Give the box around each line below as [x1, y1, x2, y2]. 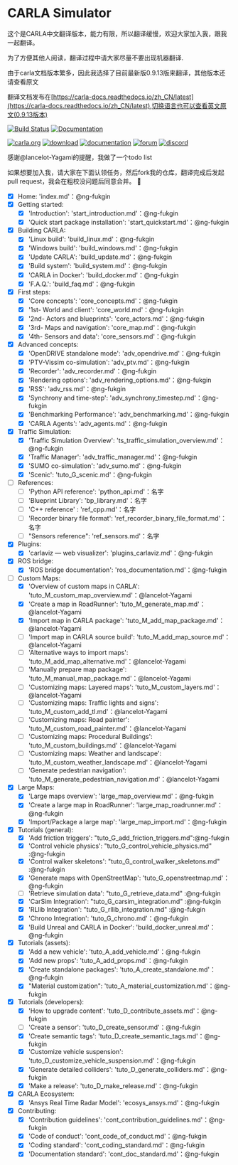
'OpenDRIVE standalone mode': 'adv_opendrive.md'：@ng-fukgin [28, 349, 221, 358]
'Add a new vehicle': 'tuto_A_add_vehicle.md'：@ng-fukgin [28, 947, 201, 956]
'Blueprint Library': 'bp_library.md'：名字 [28, 496, 147, 504]
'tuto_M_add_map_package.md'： [125, 616, 225, 624]
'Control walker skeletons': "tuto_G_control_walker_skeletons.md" [28, 857, 220, 866]
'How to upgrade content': [28, 1006, 106, 1015]
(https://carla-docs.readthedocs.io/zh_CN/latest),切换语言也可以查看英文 [7, 101, 221, 110]
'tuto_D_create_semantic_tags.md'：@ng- [98, 1031, 221, 1040]
